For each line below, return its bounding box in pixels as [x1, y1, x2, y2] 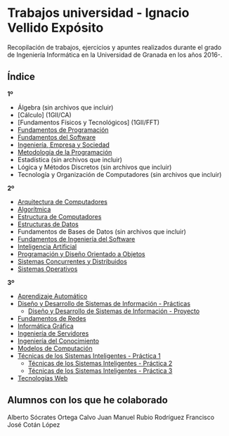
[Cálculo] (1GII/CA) [17, 110, 72, 119]
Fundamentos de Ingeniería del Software [17, 234, 136, 243]
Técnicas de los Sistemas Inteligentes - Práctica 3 [27, 366, 173, 375]
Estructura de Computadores [17, 212, 102, 220]
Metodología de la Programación [17, 147, 112, 156]
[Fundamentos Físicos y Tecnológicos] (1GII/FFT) [17, 118, 160, 126]
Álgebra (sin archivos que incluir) [17, 103, 114, 112]
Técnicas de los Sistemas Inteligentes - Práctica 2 [27, 359, 173, 367]
